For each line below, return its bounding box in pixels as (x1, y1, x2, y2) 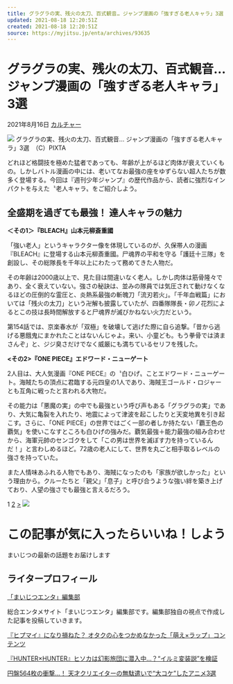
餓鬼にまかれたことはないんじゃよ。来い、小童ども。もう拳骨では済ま (25, 331, 226, 340)
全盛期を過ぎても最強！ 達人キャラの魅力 (7, 207, 182, 218)
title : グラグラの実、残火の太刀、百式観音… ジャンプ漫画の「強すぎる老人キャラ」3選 (7, 10, 224, 17)
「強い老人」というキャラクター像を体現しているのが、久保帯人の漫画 (7, 241, 207, 249)
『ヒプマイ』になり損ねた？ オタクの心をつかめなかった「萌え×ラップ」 (7, 631, 214, 639)
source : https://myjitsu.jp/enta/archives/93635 (7, 29, 150, 37)
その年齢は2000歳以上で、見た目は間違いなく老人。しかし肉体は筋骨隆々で (7, 273, 223, 281)
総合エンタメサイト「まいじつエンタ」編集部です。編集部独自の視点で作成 (7, 607, 220, 615)
